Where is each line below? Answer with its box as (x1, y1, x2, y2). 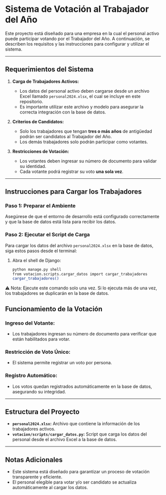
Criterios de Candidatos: (12, 118, 64, 124)
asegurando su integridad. (12, 388, 66, 394)
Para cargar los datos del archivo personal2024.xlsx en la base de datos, (5, 242, 154, 248)
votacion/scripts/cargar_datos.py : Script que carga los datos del (12, 431, 147, 437)
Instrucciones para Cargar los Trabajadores (5, 187, 142, 196)
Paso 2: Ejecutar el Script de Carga (5, 231, 90, 238)
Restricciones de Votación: (12, 148, 69, 154)
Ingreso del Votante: (5, 320, 55, 327)
